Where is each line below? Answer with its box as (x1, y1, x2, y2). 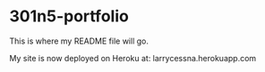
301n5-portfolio (9, 6, 130, 27)
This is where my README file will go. (9, 36, 150, 46)
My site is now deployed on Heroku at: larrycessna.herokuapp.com (9, 52, 257, 63)
